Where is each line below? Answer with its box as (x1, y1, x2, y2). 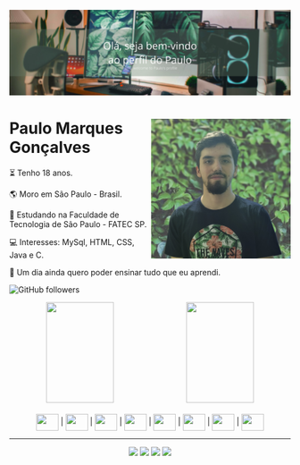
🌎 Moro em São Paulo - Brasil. (9, 189, 122, 199)
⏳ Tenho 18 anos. (9, 167, 73, 178)
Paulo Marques (9, 118, 123, 139)
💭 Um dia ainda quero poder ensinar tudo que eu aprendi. (9, 266, 221, 277)
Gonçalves (9, 137, 91, 157)
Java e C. (9, 249, 45, 260)
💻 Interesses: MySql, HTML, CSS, (9, 236, 136, 247)
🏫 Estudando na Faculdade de (9, 209, 120, 220)
